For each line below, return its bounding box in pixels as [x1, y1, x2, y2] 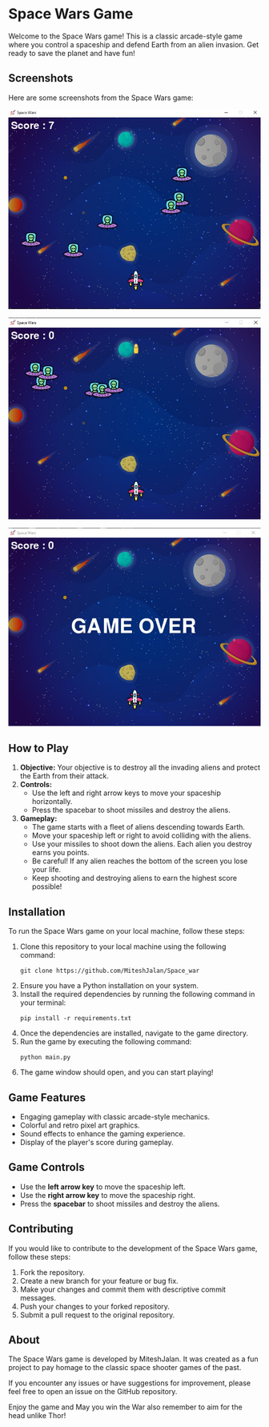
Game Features [8, 1091, 86, 1104]
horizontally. [31, 797, 73, 806]
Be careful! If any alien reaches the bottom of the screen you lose [31, 856, 248, 866]
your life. [31, 865, 62, 874]
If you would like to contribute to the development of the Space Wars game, [8, 1243, 258, 1253]
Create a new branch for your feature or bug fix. [19, 1276, 179, 1285]
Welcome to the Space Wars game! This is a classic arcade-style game [8, 31, 243, 41]
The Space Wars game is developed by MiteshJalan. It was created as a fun [8, 1354, 259, 1364]
